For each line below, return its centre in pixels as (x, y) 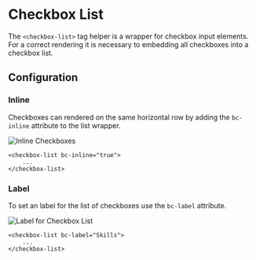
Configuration (43, 77)
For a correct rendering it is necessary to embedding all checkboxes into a (128, 44)
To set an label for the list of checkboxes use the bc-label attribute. (117, 205)
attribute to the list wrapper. (76, 125)
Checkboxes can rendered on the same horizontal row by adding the (119, 117)
